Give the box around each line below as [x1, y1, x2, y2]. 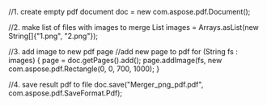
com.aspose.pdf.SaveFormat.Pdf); [8, 88, 123, 98]
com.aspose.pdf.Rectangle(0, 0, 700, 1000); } [8, 64, 160, 74]
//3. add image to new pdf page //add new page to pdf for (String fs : [8, 47, 239, 56]
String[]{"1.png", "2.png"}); [8, 32, 99, 40]
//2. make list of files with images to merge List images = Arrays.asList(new [8, 23, 259, 32]
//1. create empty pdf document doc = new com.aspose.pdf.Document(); [8, 7, 251, 16]
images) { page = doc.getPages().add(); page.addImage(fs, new [8, 56, 222, 65]
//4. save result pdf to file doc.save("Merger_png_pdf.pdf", [8, 80, 204, 89]
